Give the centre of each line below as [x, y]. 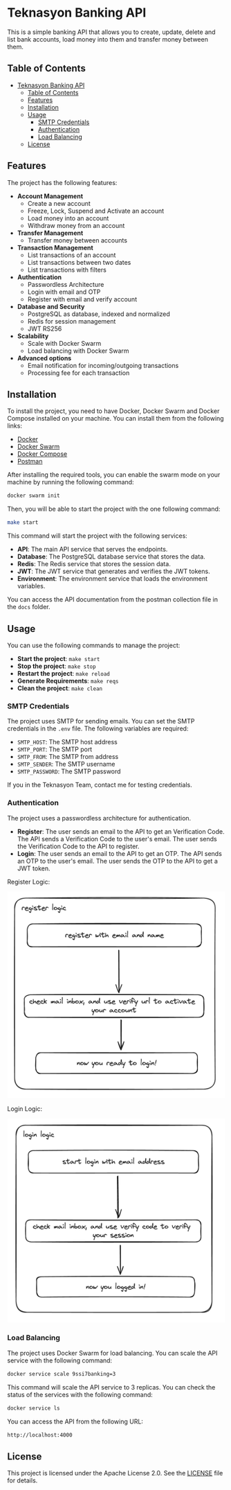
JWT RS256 [45, 328]
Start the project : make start [58, 658]
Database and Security [51, 306]
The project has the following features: [62, 182]
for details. [22, 1480]
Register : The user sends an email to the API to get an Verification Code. [121, 831]
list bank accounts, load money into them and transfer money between [108, 39]
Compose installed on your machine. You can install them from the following [115, 419]
